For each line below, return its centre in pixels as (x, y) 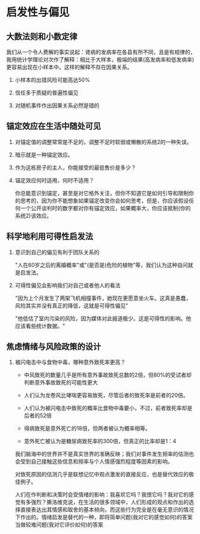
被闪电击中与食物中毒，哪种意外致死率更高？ (70, 362)
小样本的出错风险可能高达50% (52, 80)
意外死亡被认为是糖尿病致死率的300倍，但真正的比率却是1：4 (100, 441)
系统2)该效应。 (33, 216)
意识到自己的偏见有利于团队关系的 (57, 252)
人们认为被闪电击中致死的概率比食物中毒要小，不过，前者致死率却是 (108, 408)
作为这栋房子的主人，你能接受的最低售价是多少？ (75, 167)
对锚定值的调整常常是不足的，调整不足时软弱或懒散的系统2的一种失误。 (103, 141)
